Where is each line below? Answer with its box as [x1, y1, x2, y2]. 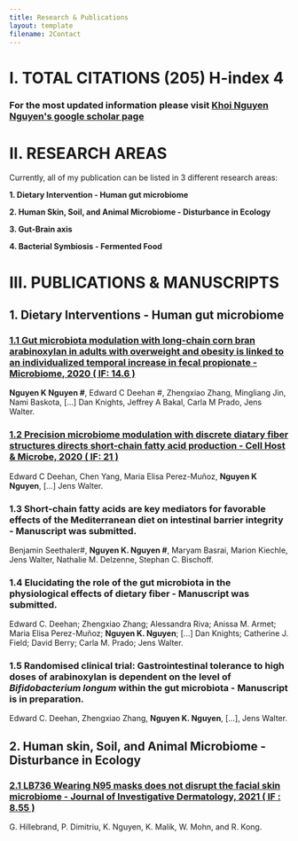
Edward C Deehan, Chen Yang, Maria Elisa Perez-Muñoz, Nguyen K [9, 471, 257, 482]
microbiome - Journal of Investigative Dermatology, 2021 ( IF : [9, 790, 281, 803]
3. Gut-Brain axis [9, 224, 73, 235]
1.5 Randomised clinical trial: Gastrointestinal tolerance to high [9, 660, 286, 672]
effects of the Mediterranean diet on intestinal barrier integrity [9, 514, 284, 526]
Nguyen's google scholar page [9, 110, 145, 122]
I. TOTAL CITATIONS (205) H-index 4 [9, 67, 284, 88]
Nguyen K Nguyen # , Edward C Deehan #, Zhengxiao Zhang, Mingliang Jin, [9, 388, 286, 398]
